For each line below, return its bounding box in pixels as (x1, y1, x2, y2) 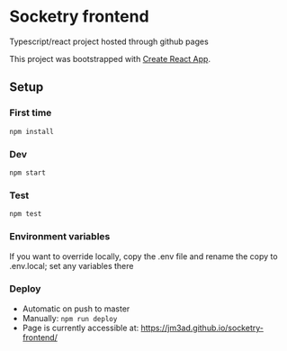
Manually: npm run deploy (22, 312, 118, 323)
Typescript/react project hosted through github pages (9, 36, 209, 47)
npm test (9, 210, 42, 219)
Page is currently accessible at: (22, 322, 139, 333)
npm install (9, 127, 54, 136)
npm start (9, 168, 47, 177)
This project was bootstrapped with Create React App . (9, 53, 211, 64)
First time (9, 106, 52, 119)
